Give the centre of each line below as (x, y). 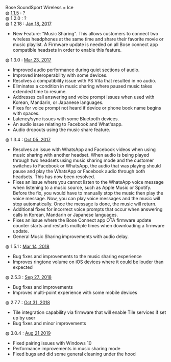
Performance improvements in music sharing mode (67, 348)
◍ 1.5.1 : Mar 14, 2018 (27, 246)
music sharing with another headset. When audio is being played (81, 155)
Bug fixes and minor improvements (49, 323)
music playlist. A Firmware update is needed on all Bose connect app (85, 45)
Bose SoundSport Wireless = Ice (40, 7)
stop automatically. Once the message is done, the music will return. (84, 204)
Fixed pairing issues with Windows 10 (52, 343)
